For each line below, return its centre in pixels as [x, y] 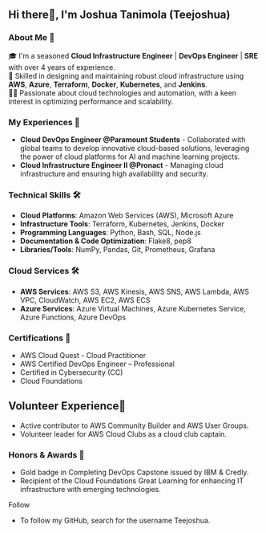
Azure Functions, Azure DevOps [73, 317]
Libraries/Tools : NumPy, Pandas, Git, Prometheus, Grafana [117, 250]
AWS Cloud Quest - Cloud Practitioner [83, 355]
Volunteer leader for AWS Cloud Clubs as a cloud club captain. [123, 433]
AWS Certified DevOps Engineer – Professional [97, 364]
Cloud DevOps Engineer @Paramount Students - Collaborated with [133, 139]
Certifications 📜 [40, 338]
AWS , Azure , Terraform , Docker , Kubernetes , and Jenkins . [108, 84]
